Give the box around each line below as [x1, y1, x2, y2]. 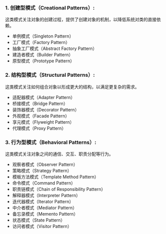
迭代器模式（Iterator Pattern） [12, 198, 74, 204]
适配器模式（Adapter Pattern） [12, 94, 76, 100]
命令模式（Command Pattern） [12, 180, 76, 186]
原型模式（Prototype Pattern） [12, 58, 75, 64]
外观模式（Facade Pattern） [12, 113, 70, 119]
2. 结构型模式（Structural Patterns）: [5, 72, 95, 79]
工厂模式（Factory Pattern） [12, 40, 70, 46]
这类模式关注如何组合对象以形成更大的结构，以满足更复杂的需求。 [5, 84, 139, 90]
